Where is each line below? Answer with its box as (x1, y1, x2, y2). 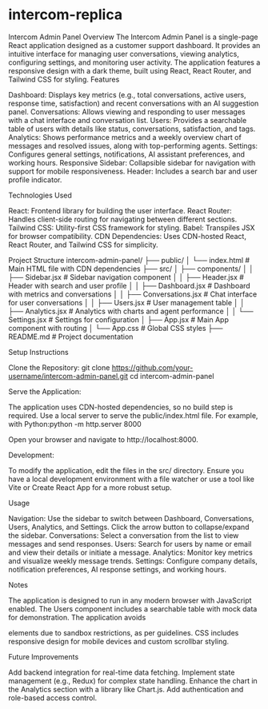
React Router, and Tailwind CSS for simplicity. (8, 240, 158, 249)
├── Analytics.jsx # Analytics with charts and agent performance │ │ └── (8, 306, 254, 316)
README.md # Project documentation (8, 332, 134, 341)
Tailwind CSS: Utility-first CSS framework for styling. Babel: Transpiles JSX (8, 222, 255, 233)
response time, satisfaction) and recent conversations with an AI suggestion (8, 98, 259, 108)
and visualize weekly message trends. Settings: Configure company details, (8, 556, 258, 565)
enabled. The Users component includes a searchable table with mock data (8, 603, 258, 613)
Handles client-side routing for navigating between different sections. (8, 214, 238, 224)
